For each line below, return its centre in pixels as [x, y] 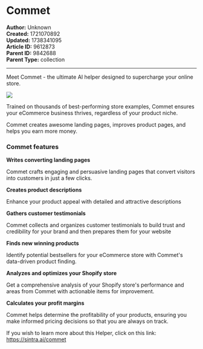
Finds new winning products [43, 244]
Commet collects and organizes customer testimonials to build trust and [96, 225]
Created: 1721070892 [33, 33]
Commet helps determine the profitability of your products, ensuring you [97, 315]
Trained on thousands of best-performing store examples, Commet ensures [100, 106]
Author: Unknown [29, 27]
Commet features [33, 147]
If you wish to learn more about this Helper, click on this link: [81, 333]
